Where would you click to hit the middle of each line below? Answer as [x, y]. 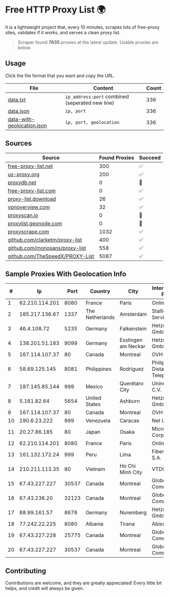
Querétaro [132, 383]
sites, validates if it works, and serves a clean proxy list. [63, 32]
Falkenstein [133, 329]
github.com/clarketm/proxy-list [45, 240]
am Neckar [133, 347]
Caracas [130, 421]
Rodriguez [132, 369]
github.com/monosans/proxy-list [47, 248]
